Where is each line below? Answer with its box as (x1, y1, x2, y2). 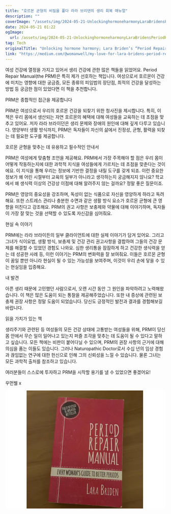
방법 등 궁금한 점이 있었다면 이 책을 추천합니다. (5, 86, 98, 92)
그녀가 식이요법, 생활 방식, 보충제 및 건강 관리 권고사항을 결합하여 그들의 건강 (5, 238, 157, 244)
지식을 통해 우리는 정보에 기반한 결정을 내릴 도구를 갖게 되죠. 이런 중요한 (21, 167, 164, 174)
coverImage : (5, 19, 31, 24)
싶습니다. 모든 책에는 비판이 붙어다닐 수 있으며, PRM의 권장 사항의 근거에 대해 (10, 339, 164, 345)
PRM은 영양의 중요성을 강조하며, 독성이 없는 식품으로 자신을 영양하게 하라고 (5, 191, 155, 197)
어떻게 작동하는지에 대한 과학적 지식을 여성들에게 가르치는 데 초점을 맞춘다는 (5, 161, 156, 167)
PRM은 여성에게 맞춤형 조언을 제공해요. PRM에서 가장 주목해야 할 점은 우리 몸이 (5, 155, 163, 161)
